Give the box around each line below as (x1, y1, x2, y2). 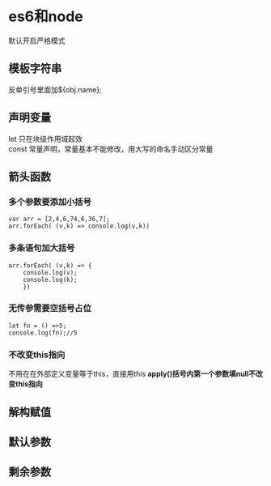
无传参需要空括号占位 (8, 303, 91, 314)
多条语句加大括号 (8, 242, 75, 254)
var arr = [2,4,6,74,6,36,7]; (8, 215, 111, 224)
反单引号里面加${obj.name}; (8, 84, 103, 94)
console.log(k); (23, 275, 78, 283)
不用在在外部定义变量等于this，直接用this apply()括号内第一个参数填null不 (8, 369, 256, 379)
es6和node (8, 7, 83, 26)
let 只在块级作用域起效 (8, 134, 83, 143)
